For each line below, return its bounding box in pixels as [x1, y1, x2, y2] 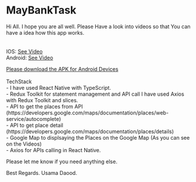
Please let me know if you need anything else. [6, 158, 118, 165]
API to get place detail [9, 122, 64, 129]
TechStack [6, 77, 32, 85]
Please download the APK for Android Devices [6, 65, 119, 72]
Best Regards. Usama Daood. [6, 169, 78, 176]
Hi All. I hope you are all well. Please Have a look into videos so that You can [6, 23, 191, 30]
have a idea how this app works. [6, 29, 85, 36]
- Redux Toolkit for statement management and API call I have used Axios [6, 90, 184, 97]
